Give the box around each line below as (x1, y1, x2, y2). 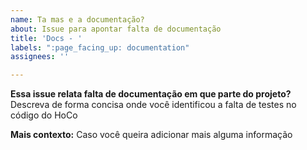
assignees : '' (10, 52, 70, 62)
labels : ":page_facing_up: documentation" (10, 42, 190, 53)
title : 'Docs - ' (10, 33, 83, 43)
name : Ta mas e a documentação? (10, 14, 145, 25)
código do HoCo (10, 109, 78, 121)
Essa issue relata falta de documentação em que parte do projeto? (10, 88, 292, 100)
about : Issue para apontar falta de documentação (10, 24, 222, 34)
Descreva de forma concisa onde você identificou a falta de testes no (10, 99, 297, 111)
